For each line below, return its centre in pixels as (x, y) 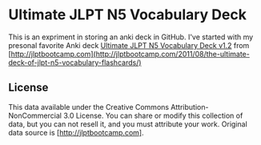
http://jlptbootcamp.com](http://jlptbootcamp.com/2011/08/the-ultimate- (130, 54)
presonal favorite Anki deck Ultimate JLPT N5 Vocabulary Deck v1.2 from (129, 45)
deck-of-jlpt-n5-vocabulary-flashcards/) (75, 62)
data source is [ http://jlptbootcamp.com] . (76, 132)
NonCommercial (35, 115)
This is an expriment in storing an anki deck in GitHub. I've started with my (131, 37)
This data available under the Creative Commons (89, 107)
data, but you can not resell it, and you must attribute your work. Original (128, 124)
